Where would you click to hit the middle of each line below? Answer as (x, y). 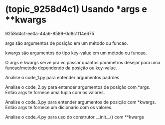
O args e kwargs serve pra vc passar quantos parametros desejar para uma (83, 62)
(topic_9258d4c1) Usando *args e (76, 9)
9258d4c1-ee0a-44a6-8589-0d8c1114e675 (50, 33)
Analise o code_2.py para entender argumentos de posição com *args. (78, 87)
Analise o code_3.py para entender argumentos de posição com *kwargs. (81, 102)
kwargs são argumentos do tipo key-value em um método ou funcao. (76, 53)
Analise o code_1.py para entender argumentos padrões (62, 77)
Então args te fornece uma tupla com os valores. (55, 92)
